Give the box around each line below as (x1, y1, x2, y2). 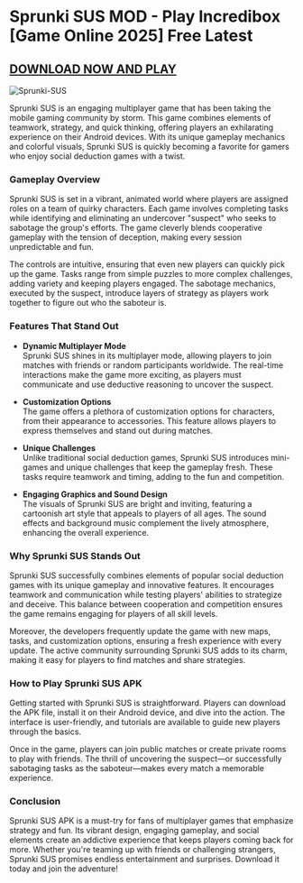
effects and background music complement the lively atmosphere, (22, 517, 269, 529)
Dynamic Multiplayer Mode (22, 340, 126, 351)
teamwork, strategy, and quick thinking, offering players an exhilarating (9, 122, 274, 133)
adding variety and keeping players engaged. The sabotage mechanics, (9, 278, 277, 290)
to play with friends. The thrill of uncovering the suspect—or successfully (9, 753, 282, 764)
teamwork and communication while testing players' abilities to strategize (9, 589, 282, 600)
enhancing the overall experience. (22, 527, 150, 538)
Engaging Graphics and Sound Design (22, 489, 169, 500)
